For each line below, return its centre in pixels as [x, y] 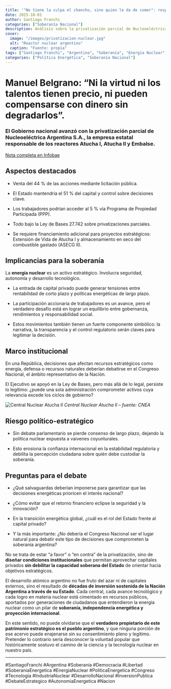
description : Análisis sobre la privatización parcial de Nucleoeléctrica [86, 29]
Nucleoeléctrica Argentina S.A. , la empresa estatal [69, 137]
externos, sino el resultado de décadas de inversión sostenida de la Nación [85, 586]
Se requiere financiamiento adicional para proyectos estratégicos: [82, 234]
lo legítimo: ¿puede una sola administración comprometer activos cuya [79, 390]
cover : [12, 34]
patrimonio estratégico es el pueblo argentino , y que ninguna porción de [83, 628]
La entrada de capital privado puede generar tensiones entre [76, 288]
